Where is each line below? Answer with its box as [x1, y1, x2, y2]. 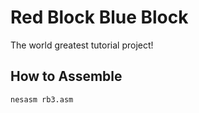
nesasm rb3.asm [10, 94, 74, 105]
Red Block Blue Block [10, 6, 189, 29]
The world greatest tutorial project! [10, 39, 154, 51]
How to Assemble [10, 68, 123, 85]
